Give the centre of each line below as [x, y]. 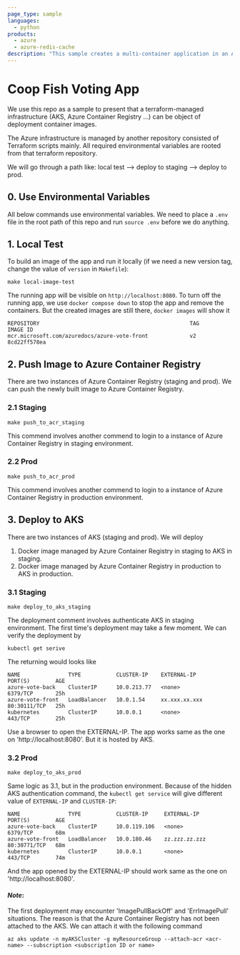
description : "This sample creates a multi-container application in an [118, 54]
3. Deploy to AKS [46, 520]
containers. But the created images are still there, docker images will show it [119, 311]
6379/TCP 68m [36, 833]
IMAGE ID [20, 330]
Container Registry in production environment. [76, 497]
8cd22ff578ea [27, 342]
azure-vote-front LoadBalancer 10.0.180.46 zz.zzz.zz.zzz [106, 839]
